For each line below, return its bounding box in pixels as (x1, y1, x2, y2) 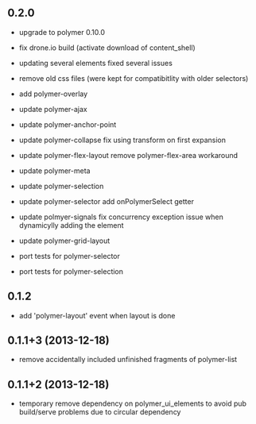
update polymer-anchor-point (18, 119, 117, 129)
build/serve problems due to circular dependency (18, 407, 181, 417)
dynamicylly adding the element (18, 220, 124, 229)
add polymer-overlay (18, 89, 88, 98)
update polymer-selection (18, 181, 104, 191)
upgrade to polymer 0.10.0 (18, 27, 105, 37)
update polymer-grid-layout (18, 236, 111, 245)
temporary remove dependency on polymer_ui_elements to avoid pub (18, 399, 247, 408)
